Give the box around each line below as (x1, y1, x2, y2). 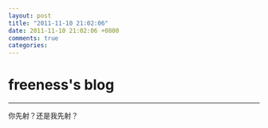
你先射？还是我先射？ (8, 111, 78, 121)
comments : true (8, 34, 59, 42)
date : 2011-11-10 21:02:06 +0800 (8, 26, 120, 34)
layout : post (8, 11, 52, 20)
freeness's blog (8, 76, 115, 94)
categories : (8, 42, 48, 50)
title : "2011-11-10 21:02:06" (8, 19, 109, 27)
